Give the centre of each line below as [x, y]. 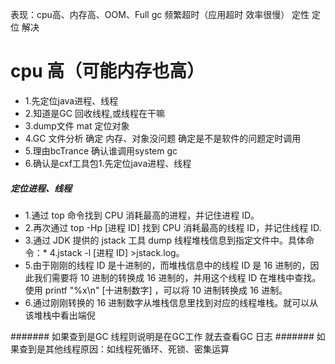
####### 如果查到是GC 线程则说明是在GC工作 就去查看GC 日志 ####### [162, 336]
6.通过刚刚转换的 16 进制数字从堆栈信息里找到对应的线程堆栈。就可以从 [171, 302]
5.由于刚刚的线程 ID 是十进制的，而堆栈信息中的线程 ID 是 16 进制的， [167, 265]
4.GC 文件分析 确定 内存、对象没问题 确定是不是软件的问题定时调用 [163, 138]
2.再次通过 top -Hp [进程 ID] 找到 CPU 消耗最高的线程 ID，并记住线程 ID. [173, 227]
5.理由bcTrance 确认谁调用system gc [101, 150]
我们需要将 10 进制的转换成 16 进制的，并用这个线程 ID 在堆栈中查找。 [177, 277]
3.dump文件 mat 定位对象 [77, 125]
